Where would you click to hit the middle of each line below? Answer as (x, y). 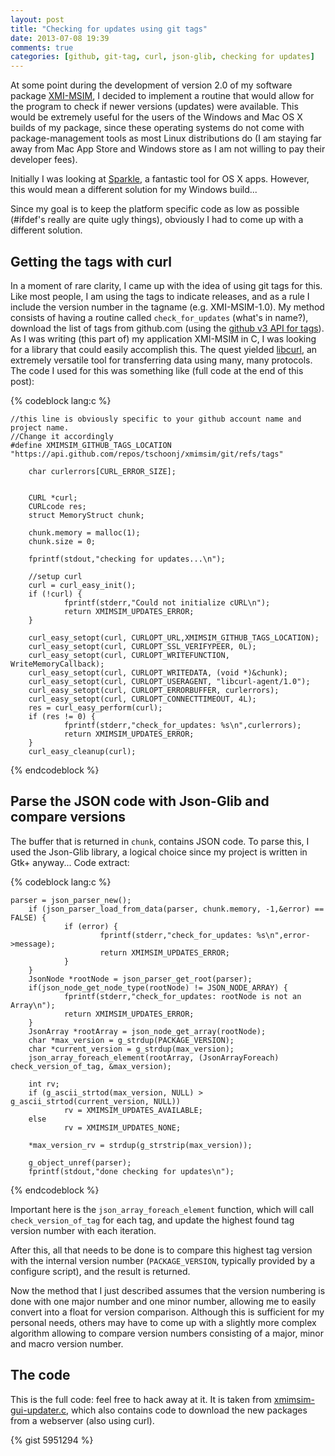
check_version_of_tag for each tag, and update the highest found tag (152, 1220)
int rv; (44, 1084)
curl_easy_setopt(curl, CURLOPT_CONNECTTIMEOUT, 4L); (142, 699)
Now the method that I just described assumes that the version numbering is (168, 1290)
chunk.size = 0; (62, 541)
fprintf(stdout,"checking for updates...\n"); (127, 559)
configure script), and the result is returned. (100, 1271)
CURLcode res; (57, 506)
